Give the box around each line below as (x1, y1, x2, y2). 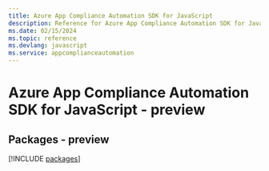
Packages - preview (8, 132, 110, 146)
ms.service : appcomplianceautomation (8, 49, 134, 57)
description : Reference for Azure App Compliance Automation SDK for (8, 19, 246, 27)
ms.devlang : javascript (8, 42, 88, 50)
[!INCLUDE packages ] (8, 154, 81, 163)
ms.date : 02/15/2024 (8, 26, 78, 35)
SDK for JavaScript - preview (8, 101, 206, 119)
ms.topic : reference (8, 34, 78, 43)
